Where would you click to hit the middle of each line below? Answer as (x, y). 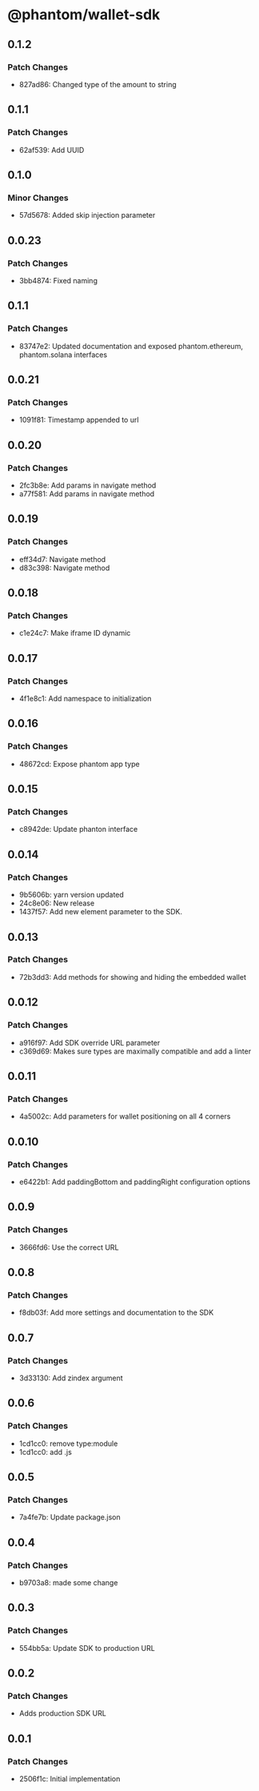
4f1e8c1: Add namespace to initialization (85, 699)
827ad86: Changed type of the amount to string (98, 84)
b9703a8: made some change (68, 1582)
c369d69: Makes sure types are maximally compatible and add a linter (135, 1051)
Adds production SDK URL (63, 1713)
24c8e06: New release (57, 903)
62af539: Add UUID (52, 150)
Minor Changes (38, 198)
